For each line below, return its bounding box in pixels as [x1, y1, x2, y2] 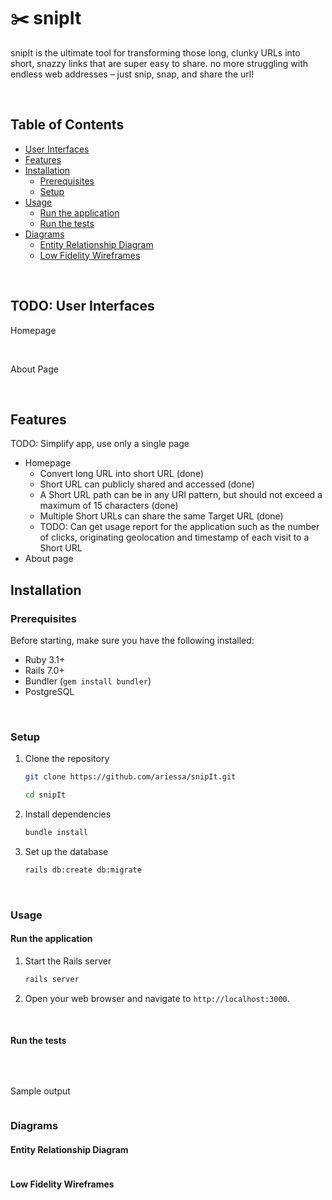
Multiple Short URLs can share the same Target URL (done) [39, 510, 284, 522]
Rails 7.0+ [24, 665, 65, 677]
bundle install [24, 828, 89, 838]
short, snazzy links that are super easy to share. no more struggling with [10, 57, 309, 69]
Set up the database [24, 845, 109, 857]
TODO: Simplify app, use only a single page [10, 438, 190, 450]
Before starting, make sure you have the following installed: [10, 635, 255, 647]
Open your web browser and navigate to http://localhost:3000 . [24, 992, 290, 1004]
